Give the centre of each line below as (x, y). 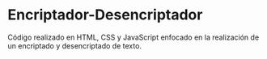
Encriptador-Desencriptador (105, 15)
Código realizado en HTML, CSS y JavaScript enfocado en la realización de (133, 37)
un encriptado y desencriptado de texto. (75, 45)
